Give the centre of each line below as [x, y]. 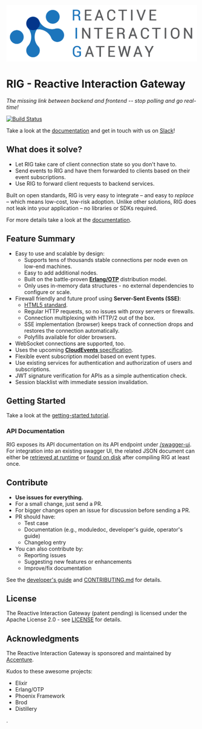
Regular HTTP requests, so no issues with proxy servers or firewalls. [109, 311]
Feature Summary [41, 239]
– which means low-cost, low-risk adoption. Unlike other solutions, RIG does [101, 201]
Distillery [26, 709]
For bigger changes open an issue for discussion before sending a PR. [103, 510]
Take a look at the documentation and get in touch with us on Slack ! [91, 131]
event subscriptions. [41, 177]
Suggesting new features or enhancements [78, 561]
